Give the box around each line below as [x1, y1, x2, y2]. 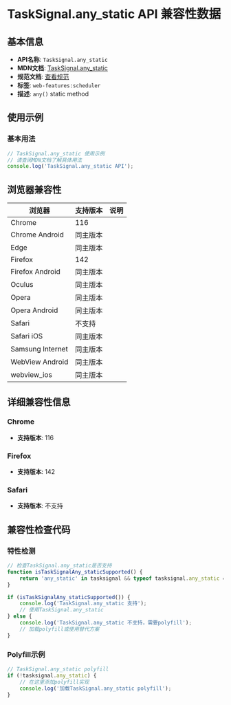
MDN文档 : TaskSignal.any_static [16, 64, 109, 72]
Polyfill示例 [7, 649, 45, 659]
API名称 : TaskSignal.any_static [16, 56, 108, 63]
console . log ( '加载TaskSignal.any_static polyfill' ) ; [19, 685, 172, 692]
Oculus [10, 280, 34, 290]
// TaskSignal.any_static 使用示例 [7, 150, 105, 157]
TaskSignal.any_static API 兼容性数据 [7, 6, 221, 22]
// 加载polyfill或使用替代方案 [19, 625, 100, 633]
